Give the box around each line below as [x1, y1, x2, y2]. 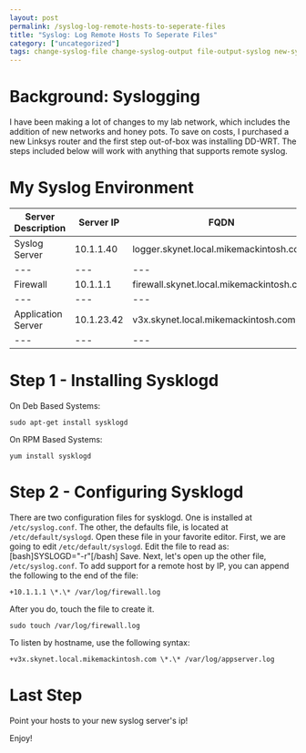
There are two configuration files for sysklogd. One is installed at [9, 512, 253, 523]
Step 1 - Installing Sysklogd [9, 371, 219, 392]
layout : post [9, 13, 59, 23]
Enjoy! [9, 732, 34, 743]
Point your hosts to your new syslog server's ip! [9, 715, 189, 726]
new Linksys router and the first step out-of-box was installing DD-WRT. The [9, 136, 297, 147]
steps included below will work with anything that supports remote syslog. [9, 146, 289, 157]
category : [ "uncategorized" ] [9, 38, 120, 48]
